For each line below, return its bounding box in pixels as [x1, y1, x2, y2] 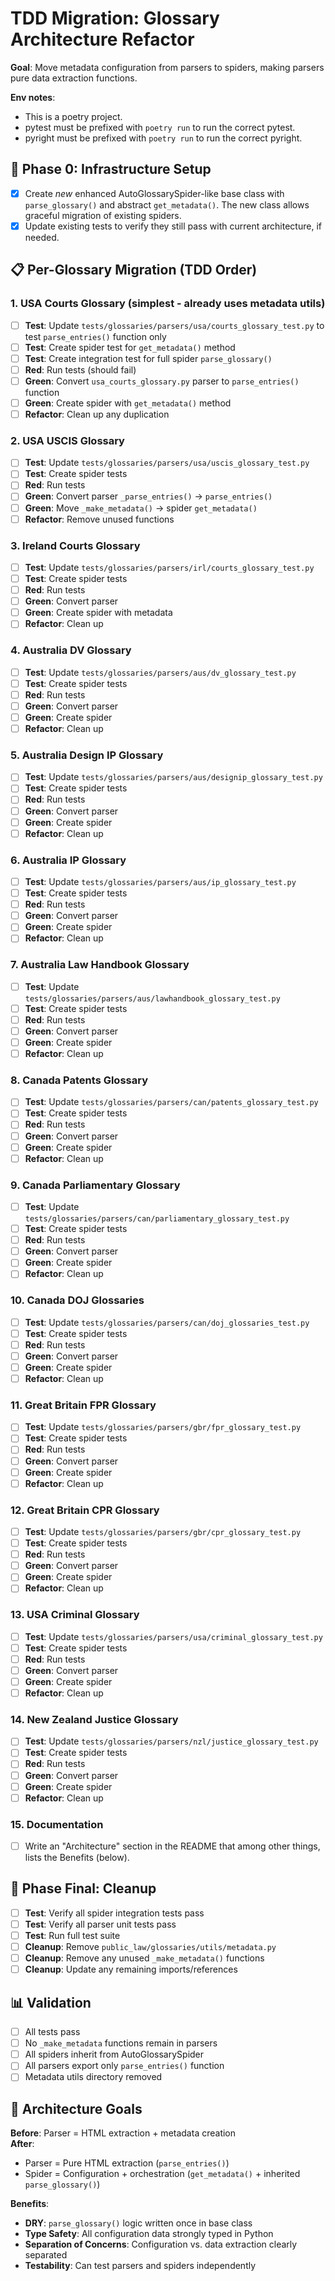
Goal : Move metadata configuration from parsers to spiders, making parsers [10, 61, 325, 73]
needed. [24, 231, 60, 243]
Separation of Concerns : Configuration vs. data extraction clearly [24, 2238, 298, 2251]
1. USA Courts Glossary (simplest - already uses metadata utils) [10, 297, 326, 311]
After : [10, 2138, 35, 2150]
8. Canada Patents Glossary [10, 1073, 148, 1087]
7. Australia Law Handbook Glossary [10, 958, 190, 972]
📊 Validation [10, 1994, 92, 2011]
